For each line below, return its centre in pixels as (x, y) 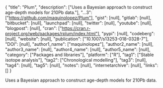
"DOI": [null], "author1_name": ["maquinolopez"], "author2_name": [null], (79, 44)
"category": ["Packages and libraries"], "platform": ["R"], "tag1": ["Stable (80, 55)
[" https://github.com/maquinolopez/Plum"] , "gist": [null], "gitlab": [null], (78, 18)
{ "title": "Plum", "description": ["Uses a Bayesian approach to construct (79, 7)
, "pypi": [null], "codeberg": (127, 34)
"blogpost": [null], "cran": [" (34, 28)
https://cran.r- (76, 28)
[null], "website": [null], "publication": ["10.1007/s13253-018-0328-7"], (77, 39)
